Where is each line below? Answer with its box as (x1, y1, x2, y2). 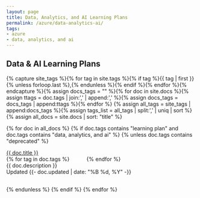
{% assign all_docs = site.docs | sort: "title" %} (6, 113, 122, 120)
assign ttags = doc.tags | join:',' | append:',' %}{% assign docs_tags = (6, 94, 178, 101)
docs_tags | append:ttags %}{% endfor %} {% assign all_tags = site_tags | (6, 100, 191, 107)
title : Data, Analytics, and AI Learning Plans (6, 14, 128, 20)
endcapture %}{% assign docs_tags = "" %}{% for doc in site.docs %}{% (6, 88, 189, 95)
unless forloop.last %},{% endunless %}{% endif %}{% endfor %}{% (14, 81, 187, 88)
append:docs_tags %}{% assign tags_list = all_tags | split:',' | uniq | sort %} (6, 106, 193, 114)
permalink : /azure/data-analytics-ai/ (6, 20, 104, 26)
